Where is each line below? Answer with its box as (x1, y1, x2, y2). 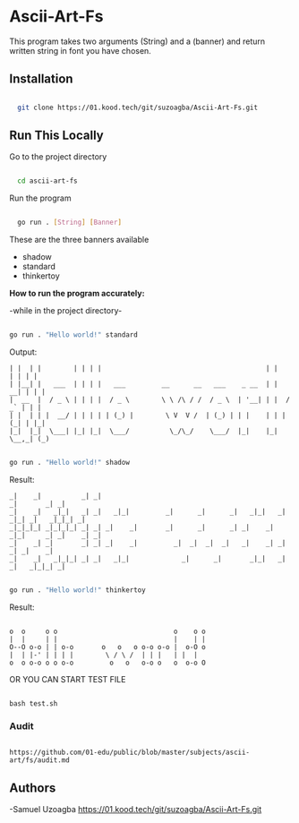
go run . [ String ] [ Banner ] (17, 218, 123, 227)
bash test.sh (9, 699, 58, 708)
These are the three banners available (9, 235, 149, 245)
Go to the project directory (9, 151, 107, 162)
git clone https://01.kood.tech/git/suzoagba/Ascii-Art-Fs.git (17, 103, 258, 112)
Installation (9, 72, 73, 87)
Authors (9, 780, 56, 795)
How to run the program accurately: (9, 288, 145, 299)
